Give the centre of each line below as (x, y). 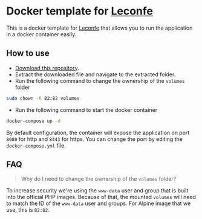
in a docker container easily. (41, 34)
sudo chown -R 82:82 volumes (43, 98)
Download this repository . (47, 68)
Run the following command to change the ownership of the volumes (100, 80)
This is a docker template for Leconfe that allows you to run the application (99, 28)
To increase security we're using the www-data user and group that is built (97, 191)
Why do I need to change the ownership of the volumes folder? (99, 179)
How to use (28, 54)
